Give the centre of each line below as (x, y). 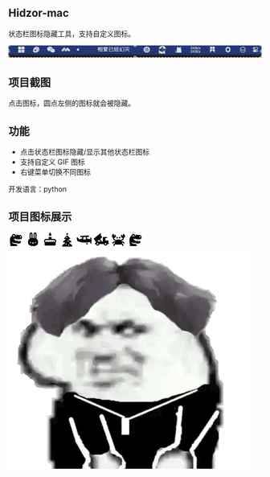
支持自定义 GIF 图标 (53, 162)
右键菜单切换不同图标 (55, 172)
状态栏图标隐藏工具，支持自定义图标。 (72, 33)
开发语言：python (37, 189)
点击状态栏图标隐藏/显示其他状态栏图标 (85, 152)
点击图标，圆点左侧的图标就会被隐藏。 (72, 103)
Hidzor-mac (39, 13)
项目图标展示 (40, 217)
